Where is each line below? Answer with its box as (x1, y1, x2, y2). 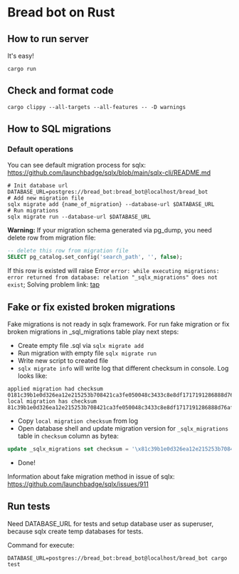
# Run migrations (7, 207, 59, 214)
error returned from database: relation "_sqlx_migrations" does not (7, 274, 218, 282)
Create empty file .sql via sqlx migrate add (17, 342, 144, 350)
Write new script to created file (17, 357, 109, 365)
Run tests (7, 501, 51, 513)
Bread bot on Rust (7, 4, 115, 21)
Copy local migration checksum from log (17, 416, 139, 425)
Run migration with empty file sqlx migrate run (17, 349, 157, 357)
